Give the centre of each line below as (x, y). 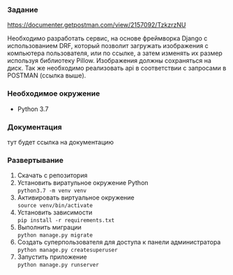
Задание (23, 10)
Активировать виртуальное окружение (76, 198)
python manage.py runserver (58, 265)
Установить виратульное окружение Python (83, 183)
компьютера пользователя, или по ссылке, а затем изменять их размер (115, 53)
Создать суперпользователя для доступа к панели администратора (119, 242)
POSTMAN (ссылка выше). (47, 75)
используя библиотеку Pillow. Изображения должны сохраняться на (109, 61)
